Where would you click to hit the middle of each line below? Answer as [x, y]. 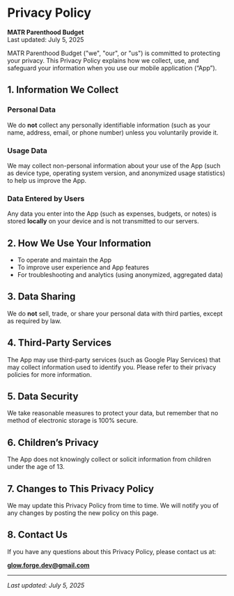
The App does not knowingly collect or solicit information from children [109, 459]
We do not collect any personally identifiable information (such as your [109, 125]
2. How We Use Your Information [79, 243]
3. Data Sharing [41, 297]
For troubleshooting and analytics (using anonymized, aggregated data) [120, 275]
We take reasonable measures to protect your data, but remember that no [113, 413]
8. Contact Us [38, 535]
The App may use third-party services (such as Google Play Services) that [114, 359]
